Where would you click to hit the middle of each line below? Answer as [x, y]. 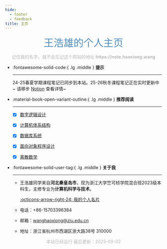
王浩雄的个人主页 [83, 43]
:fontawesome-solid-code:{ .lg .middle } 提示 [58, 67]
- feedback [21, 19]
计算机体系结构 [35, 125]
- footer [19, 14]
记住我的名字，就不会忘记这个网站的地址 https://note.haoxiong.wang [83, 57]
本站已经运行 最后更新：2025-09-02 [83, 242]
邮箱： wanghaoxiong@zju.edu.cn [54, 220]
